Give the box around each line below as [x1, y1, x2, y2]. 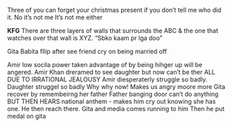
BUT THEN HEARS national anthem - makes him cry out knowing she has [7, 97, 216, 106]
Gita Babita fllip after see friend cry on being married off [7, 48, 168, 55]
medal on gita [7, 112, 46, 120]
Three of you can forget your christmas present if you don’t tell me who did [7, 6, 222, 14]
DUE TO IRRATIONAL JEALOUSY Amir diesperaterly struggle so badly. [7, 75, 208, 84]
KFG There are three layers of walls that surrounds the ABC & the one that [7, 27, 219, 35]
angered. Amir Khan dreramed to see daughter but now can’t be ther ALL [7, 68, 216, 76]
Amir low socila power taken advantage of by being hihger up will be [7, 61, 203, 68]
